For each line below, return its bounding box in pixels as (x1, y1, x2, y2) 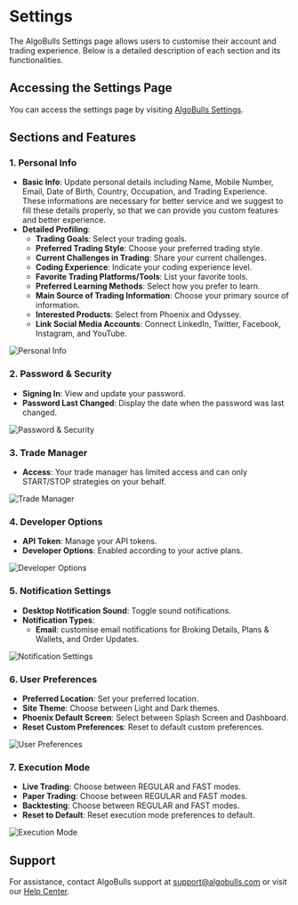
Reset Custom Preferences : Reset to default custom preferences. (21, 722, 264, 732)
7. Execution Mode (9, 761, 91, 773)
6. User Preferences (9, 673, 98, 685)
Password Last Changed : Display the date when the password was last (21, 397, 285, 408)
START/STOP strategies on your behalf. (21, 477, 166, 487)
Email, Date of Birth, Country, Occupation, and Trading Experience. (21, 186, 268, 197)
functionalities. (9, 54, 64, 65)
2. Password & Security (9, 368, 113, 380)
